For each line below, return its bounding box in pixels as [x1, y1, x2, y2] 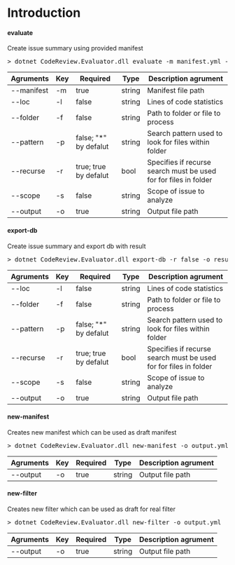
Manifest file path [147, 86, 205, 95]
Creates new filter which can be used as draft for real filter [7, 505, 176, 513]
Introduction [7, 5, 81, 21]
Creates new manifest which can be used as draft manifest [7, 428, 177, 436]
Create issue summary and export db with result [7, 242, 146, 250]
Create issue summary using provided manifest [7, 44, 143, 53]
